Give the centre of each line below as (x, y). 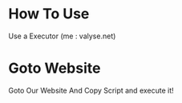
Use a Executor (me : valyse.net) (62, 36)
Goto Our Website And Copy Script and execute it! (91, 90)
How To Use (49, 14)
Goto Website (55, 68)
